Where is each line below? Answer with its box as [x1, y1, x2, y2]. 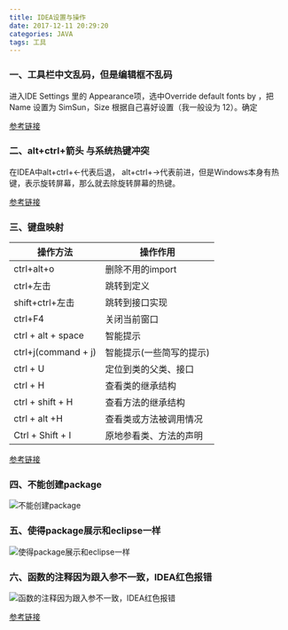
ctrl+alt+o [13, 263, 55, 275]
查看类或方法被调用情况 [105, 413, 204, 426]
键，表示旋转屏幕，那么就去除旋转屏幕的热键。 [9, 177, 180, 188]
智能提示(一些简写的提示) [105, 347, 210, 359]
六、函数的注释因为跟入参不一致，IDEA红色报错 [9, 571, 213, 583]
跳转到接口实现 [105, 296, 168, 309]
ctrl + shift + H [13, 396, 74, 408]
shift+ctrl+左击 [13, 296, 75, 309]
